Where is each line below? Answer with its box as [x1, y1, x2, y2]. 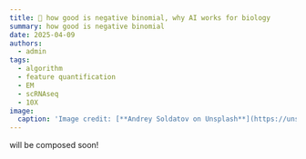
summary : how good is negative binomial [9, 22, 166, 31]
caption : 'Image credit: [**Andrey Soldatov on [17, 114, 202, 124]
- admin [17, 47, 47, 56]
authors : [9, 38, 43, 48]
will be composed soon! [9, 140, 99, 151]
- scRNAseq [17, 89, 59, 98]
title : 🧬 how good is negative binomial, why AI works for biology [9, 13, 271, 23]
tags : [9, 55, 30, 65]
